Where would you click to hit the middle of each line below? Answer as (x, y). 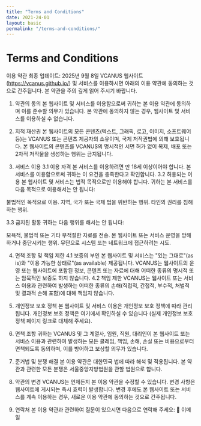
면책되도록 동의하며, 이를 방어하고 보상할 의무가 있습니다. (81, 349)
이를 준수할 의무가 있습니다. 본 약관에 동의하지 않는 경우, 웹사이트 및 (100, 111)
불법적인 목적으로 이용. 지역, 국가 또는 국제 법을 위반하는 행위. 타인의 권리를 (94, 202)
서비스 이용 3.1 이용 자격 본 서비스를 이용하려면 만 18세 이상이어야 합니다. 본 (103, 167)
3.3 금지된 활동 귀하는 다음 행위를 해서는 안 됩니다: (65, 223)
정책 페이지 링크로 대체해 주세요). (54, 321)
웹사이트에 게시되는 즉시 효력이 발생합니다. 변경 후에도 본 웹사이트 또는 (97, 389)
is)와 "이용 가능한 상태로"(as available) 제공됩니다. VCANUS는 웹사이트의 (101, 263)
